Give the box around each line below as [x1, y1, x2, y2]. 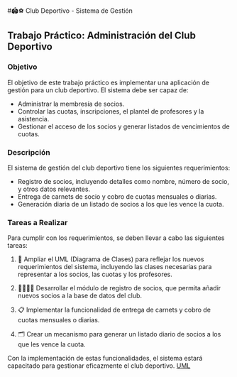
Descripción [7, 147, 51, 157]
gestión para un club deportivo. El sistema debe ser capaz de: [7, 85, 189, 94]
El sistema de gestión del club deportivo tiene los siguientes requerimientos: [7, 163, 231, 172]
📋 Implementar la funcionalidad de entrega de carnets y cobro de [17, 305, 211, 315]
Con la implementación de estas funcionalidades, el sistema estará [7, 354, 203, 363]
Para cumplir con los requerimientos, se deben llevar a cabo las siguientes [7, 234, 225, 242]
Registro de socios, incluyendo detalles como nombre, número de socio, [17, 177, 229, 185]
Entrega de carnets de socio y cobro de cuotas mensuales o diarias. [17, 192, 217, 201]
